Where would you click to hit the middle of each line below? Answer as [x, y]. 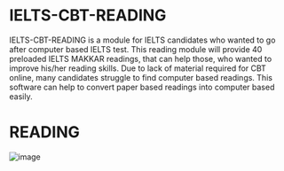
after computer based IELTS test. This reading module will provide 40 [136, 49]
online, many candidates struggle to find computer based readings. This [141, 77]
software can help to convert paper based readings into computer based [142, 87]
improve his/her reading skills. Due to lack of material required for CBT [138, 68]
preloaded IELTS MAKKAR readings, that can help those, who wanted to [141, 58]
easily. [21, 96]
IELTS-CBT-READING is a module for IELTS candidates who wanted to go [142, 40]
